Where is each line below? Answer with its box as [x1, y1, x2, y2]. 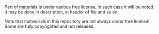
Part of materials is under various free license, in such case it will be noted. [4, 4, 155, 10]
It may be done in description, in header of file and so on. [4, 9, 119, 15]
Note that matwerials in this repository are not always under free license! [4, 19, 150, 24]
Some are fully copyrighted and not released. [4, 23, 95, 29]
